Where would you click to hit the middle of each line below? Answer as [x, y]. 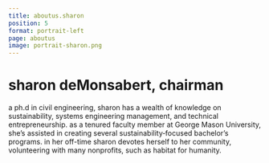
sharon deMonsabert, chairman [116, 86]
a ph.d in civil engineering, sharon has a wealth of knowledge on [115, 108]
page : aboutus [32, 38]
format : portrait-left [46, 31]
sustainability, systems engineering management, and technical [114, 116]
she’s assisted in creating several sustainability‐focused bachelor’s [118, 133]
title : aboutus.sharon [46, 16]
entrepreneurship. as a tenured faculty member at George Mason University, [135, 124]
